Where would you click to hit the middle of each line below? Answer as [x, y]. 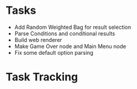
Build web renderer [38, 40]
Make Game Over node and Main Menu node [70, 46]
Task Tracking [42, 77]
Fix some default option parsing [54, 52]
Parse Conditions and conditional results [65, 33]
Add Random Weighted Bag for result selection [73, 27]
